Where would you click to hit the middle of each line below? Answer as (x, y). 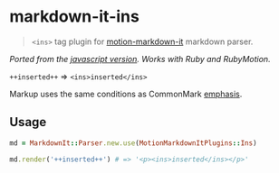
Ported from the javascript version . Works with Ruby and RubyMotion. (140, 59)
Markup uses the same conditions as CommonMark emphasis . (126, 94)
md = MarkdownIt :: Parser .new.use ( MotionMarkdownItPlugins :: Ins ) (133, 143)
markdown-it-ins (75, 17)
